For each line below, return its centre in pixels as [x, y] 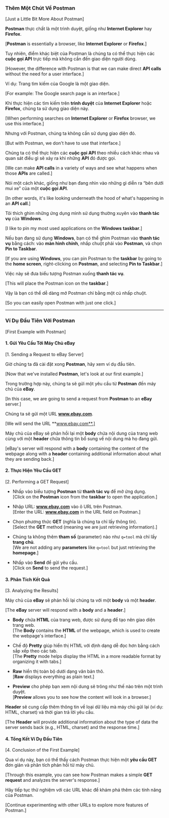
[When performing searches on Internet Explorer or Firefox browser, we [80, 118]
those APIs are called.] [29, 174]
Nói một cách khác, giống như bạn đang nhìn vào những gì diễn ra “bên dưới [84, 183]
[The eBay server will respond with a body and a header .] [65, 610]
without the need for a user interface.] [45, 74]
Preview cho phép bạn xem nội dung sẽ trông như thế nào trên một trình [88, 687]
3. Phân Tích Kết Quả [28, 579]
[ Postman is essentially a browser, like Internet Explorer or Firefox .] [76, 44]
